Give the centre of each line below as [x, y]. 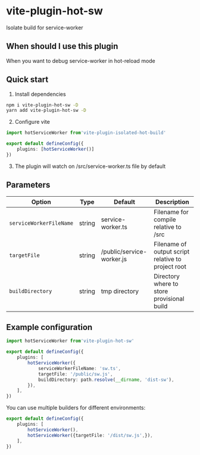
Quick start [27, 80]
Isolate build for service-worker [45, 28]
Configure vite [32, 122]
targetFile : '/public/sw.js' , [75, 374]
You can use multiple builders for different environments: [76, 408]
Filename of [170, 244]
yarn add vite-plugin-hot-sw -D [46, 111]
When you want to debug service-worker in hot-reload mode [81, 60]
